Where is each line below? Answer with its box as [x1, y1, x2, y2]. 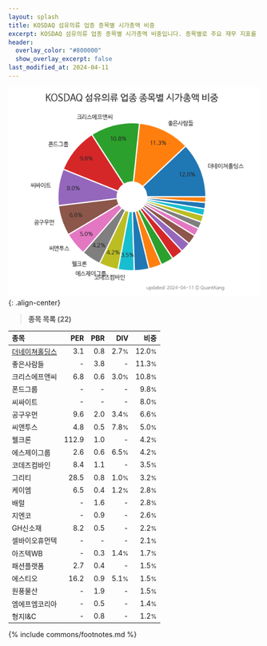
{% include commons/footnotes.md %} [8, 630, 137, 640]
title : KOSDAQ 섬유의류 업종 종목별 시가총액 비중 [8, 21, 155, 30]
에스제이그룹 [11, 448, 51, 457]
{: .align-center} [8, 297, 62, 307]
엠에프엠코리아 [11, 599, 58, 608]
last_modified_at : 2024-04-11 [8, 64, 110, 72]
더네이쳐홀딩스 [11, 346, 58, 356]
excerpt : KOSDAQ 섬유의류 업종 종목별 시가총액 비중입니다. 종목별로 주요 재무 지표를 [8, 30, 257, 38]
